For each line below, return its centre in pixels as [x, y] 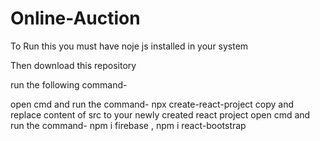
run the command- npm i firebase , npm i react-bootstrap [128, 125]
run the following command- [69, 84]
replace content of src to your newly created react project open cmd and [160, 114]
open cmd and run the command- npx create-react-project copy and [152, 104]
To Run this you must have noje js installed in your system [129, 46]
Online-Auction [75, 18]
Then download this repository [73, 65]
